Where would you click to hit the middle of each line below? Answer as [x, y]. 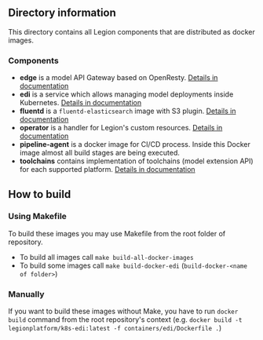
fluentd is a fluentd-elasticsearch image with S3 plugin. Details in [128, 111]
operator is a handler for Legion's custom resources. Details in [121, 128]
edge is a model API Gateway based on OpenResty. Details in [119, 78]
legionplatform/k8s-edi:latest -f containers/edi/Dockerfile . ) [115, 328]
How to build [40, 194]
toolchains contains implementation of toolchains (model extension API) [136, 161]
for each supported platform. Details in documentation [107, 170]
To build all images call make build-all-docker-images [106, 257]
